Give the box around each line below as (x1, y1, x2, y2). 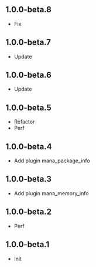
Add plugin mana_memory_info (13, 189, 89, 196)
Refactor (13, 118, 35, 125)
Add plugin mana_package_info (13, 157, 90, 164)
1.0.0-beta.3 (5, 174, 52, 184)
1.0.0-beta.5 (5, 102, 52, 112)
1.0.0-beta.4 (5, 141, 52, 152)
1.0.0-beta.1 (5, 239, 50, 249)
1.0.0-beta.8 (5, 5, 52, 15)
